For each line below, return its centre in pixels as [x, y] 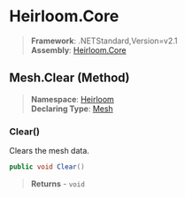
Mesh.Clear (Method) [69, 78]
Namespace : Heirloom [73, 99]
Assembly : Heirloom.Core [78, 49]
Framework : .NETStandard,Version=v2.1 [104, 41]
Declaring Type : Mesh [72, 109]
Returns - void [58, 184]
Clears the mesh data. [50, 151]
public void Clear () [47, 167]
